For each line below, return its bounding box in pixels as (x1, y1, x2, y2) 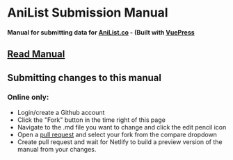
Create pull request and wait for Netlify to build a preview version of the (17, 137, 223, 146)
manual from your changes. (17, 145, 97, 153)
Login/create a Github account (17, 108, 105, 116)
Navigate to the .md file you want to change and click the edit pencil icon (17, 123, 227, 131)
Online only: (7, 92, 49, 102)
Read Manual (7, 48, 65, 60)
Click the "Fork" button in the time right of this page (17, 116, 166, 124)
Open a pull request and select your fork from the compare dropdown (17, 130, 218, 139)
